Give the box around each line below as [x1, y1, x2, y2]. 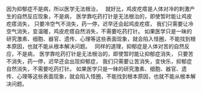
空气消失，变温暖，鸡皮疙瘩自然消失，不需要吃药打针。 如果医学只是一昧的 [6, 28, 192, 35]
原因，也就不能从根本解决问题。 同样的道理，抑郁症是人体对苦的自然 [11, 43, 185, 50]
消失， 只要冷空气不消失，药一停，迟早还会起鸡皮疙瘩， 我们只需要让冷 [16, 20, 194, 27]
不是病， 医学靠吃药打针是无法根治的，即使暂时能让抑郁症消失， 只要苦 [16, 50, 194, 57]
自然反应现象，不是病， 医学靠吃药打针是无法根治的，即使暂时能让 [16, 13, 182, 20]
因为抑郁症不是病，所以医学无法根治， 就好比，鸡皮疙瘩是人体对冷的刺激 [6, 5, 190, 12]
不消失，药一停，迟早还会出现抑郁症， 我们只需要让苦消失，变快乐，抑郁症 [6, 58, 192, 65]
